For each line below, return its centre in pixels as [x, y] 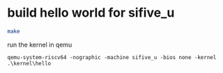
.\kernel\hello [29, 63]
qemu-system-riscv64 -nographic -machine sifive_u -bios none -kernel [112, 57]
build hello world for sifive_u [91, 13]
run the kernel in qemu [40, 44]
